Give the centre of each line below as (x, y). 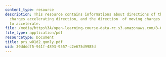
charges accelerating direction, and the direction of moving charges (85, 19)
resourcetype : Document (30, 38)
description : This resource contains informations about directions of (80, 14)
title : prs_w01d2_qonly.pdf (34, 42)
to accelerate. (25, 24)
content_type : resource (30, 10)
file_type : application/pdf (34, 33)
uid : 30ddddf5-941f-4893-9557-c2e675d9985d (51, 47)
